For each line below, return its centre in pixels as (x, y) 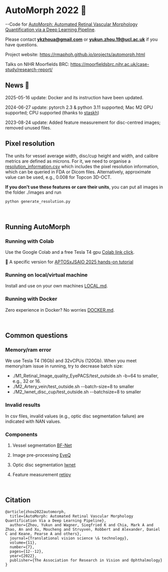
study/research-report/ (29, 69)
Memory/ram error (28, 350)
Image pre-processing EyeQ (42, 455)
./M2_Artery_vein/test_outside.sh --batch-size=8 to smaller (73, 387)
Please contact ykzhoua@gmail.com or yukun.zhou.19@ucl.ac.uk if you (81, 39)
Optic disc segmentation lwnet (44, 465)
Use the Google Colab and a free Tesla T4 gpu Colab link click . (70, 252)
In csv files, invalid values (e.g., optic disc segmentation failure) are (75, 416)
